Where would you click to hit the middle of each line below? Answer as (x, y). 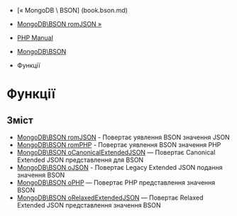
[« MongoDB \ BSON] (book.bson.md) (72, 10)
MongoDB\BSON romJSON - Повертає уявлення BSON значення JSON (123, 137)
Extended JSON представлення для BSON (80, 160)
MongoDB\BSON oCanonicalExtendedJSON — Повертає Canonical (116, 152)
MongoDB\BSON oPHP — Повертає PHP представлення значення (116, 183)
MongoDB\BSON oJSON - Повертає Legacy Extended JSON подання (120, 167)
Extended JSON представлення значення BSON (89, 205)
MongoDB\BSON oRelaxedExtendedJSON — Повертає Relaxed (110, 198)
